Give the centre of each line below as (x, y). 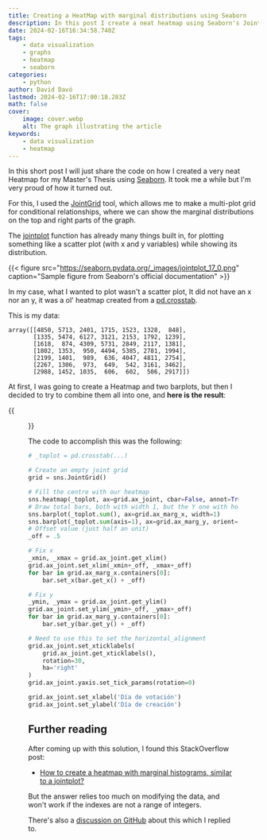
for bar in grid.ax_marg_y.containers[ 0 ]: (99, 617)
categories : (28, 75)
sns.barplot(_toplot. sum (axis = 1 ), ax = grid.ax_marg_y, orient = (133, 521)
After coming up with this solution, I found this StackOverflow (128, 749)
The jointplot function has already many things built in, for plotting (116, 236)
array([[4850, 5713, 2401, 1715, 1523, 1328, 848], (97, 331)
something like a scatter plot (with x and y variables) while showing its (123, 244)
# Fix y (41, 594)
